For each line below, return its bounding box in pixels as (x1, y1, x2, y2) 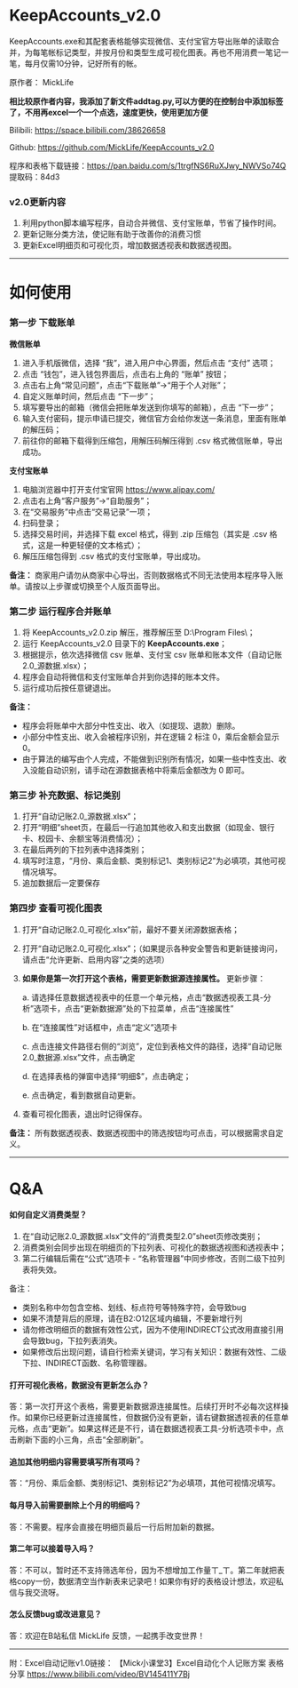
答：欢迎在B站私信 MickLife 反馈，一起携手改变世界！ (9, 1630, 206, 1641)
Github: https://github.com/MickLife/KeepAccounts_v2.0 (9, 141, 215, 152)
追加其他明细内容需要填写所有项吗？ (9, 1456, 142, 1467)
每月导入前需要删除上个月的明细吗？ (9, 1500, 142, 1510)
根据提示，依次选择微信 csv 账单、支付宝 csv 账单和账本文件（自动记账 (21, 650, 283, 660)
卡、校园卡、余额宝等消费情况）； (21, 833, 144, 844)
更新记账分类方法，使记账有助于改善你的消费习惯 (21, 228, 201, 240)
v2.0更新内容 (9, 196, 67, 208)
